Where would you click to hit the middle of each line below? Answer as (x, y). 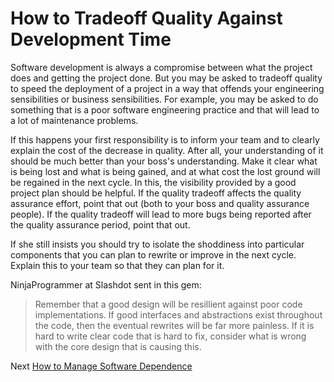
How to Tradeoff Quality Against (146, 18)
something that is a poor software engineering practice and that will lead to (165, 109)
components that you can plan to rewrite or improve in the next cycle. (153, 254)
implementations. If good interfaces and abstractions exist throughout (178, 314)
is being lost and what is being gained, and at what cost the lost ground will (165, 171)
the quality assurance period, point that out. (100, 224)
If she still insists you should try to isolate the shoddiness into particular (157, 244)
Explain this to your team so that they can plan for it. (117, 265)
